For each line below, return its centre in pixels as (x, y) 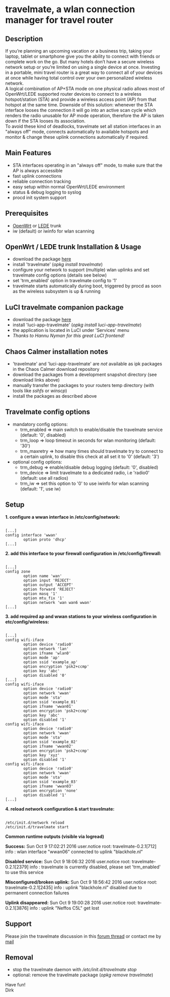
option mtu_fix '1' (44, 598)
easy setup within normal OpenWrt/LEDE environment (69, 186)
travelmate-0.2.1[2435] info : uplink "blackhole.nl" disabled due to (74, 887)
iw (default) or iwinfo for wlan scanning (53, 231)
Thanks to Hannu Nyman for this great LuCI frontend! (69, 336)
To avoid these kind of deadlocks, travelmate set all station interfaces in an (83, 126)
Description (24, 39)
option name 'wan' (43, 576)
